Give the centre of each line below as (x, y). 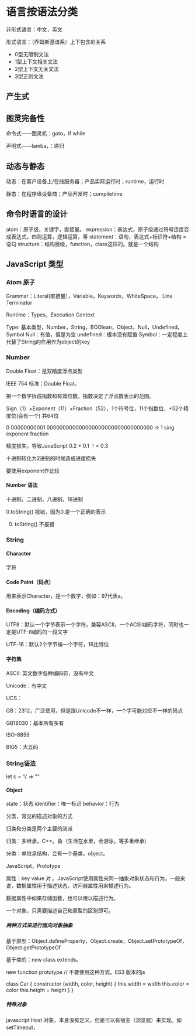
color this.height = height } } (40, 990)
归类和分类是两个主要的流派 (39, 829)
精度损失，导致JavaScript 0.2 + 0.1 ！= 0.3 (57, 445)
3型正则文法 (29, 76)
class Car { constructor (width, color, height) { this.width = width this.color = (98, 984)
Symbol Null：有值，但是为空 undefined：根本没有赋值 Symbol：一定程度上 (97, 335)
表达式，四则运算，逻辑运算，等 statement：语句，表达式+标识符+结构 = (99, 236)
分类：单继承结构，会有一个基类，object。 (57, 854)
